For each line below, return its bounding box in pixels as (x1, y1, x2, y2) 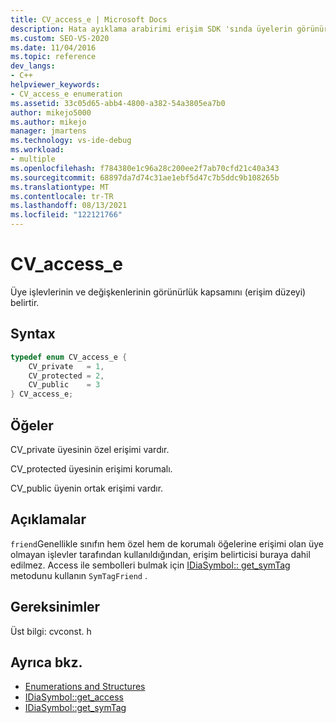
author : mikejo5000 (10, 107, 92, 118)
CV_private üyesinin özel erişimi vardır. (10, 443, 170, 455)
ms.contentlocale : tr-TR (10, 191, 114, 201)
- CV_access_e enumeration (10, 89, 123, 99)
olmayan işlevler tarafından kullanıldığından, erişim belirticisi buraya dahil (10, 548, 311, 560)
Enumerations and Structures (24, 681, 146, 693)
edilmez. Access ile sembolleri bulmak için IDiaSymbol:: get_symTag (10, 559, 291, 571)
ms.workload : (10, 145, 65, 155)
